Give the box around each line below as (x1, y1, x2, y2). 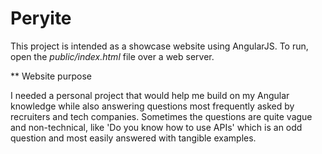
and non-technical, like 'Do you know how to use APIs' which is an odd (10, 121, 303, 133)
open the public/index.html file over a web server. (10, 50, 215, 62)
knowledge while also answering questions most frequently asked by (10, 100, 295, 112)
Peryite (10, 7, 72, 30)
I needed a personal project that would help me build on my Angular (10, 89, 290, 101)
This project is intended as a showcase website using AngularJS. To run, (10, 40, 309, 52)
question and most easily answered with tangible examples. (10, 132, 257, 144)
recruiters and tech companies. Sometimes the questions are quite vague (10, 110, 313, 122)
